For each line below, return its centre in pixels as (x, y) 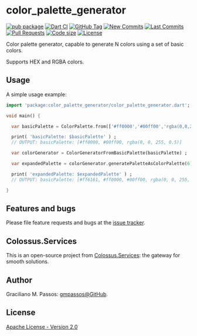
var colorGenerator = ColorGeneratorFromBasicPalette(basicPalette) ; (99, 153)
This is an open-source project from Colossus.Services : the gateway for (93, 256)
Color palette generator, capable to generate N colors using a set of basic (95, 44)
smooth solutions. (28, 261)
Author (19, 280)
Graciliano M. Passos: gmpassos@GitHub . (57, 294)
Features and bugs (41, 208)
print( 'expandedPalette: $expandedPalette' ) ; (72, 174)
